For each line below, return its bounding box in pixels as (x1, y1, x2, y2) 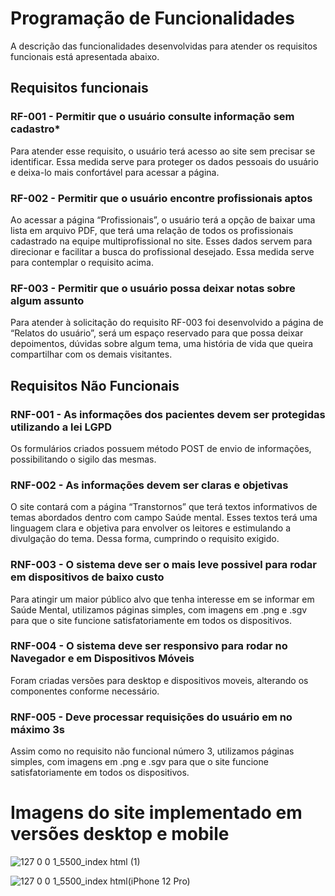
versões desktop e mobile (10, 823, 230, 846)
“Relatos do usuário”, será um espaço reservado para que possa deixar (10, 327, 304, 339)
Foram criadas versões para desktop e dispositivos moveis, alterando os (10, 674, 309, 686)
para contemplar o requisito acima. (10, 256, 154, 268)
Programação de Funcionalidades (10, 7, 295, 30)
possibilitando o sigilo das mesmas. (10, 453, 157, 465)
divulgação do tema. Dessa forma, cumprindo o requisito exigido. (10, 533, 280, 545)
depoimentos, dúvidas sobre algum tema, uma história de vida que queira (10, 338, 313, 350)
